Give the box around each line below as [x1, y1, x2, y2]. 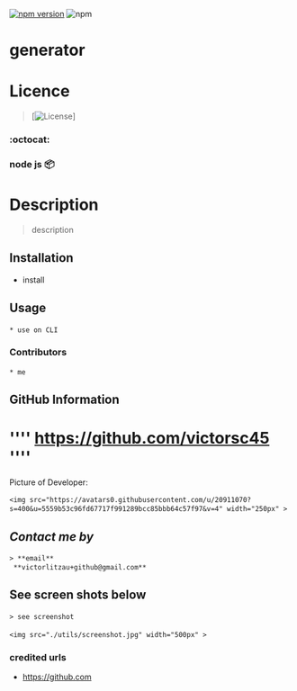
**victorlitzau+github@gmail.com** [13, 562, 147, 571]
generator [9, 40, 85, 60]
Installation [9, 250, 74, 265]
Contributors [9, 346, 67, 359]
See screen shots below [9, 588, 147, 603]
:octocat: [9, 133, 50, 146]
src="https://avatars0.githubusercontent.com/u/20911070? [29, 496, 252, 505]
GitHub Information [9, 392, 120, 408]
